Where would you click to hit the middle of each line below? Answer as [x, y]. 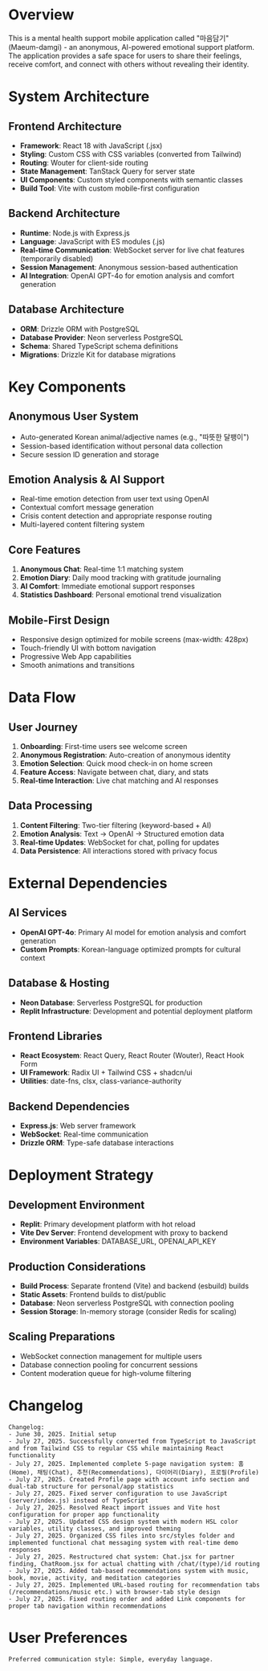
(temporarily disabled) [57, 258]
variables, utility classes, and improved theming [95, 1529]
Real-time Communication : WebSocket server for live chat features [132, 250]
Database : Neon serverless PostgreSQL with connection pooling [127, 1303]
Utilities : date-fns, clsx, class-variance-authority [101, 1081]
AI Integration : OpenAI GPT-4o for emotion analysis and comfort [127, 276]
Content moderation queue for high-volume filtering [106, 1373]
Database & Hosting [59, 983]
